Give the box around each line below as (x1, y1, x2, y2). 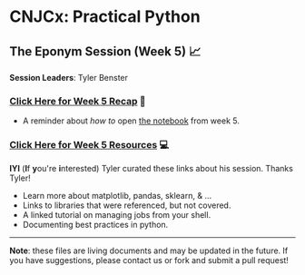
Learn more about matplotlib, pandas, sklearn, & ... (22, 190, 212, 201)
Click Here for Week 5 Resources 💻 (9, 139, 170, 152)
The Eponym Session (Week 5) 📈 (9, 44, 202, 59)
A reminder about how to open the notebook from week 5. (22, 115, 241, 126)
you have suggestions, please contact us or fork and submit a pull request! (9, 254, 289, 265)
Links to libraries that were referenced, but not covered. (22, 200, 231, 211)
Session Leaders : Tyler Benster (9, 73, 129, 83)
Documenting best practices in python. (22, 219, 169, 230)
